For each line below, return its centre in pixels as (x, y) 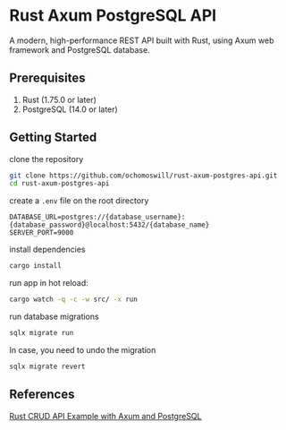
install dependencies (47, 249)
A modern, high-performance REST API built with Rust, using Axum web (142, 40)
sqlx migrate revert (48, 366)
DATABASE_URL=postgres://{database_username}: (97, 217)
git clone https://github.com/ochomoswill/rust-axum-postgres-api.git (143, 176)
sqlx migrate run (42, 333)
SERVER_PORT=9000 (42, 233)
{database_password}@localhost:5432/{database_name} (109, 225)
